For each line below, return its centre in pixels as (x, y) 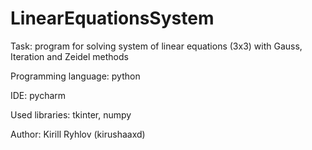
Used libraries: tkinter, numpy (71, 114)
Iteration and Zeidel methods (69, 56)
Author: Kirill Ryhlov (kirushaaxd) (78, 134)
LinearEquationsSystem (112, 18)
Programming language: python (75, 76)
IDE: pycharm (38, 95)
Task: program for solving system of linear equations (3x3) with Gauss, (156, 46)
